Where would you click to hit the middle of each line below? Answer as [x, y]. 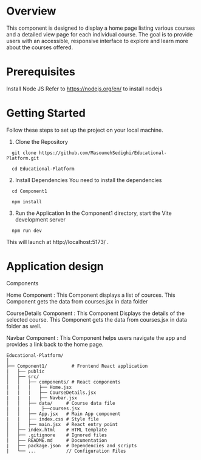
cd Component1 [29, 191]
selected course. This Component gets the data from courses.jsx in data [97, 319]
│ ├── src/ [23, 377]
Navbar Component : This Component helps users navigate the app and [96, 337]
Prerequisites [41, 72]
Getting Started [46, 113]
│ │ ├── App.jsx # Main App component [63, 414]
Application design [55, 266]
